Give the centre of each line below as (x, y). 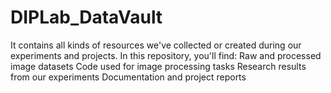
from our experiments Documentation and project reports (128, 77)
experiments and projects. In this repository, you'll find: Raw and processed (166, 55)
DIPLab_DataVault (86, 17)
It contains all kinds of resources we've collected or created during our (156, 45)
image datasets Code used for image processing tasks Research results (158, 66)
